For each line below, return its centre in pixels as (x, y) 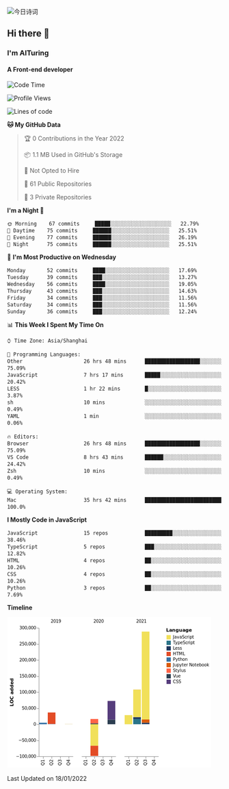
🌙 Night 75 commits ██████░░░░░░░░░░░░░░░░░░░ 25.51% (102, 244)
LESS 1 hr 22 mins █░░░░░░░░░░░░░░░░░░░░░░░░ (114, 389)
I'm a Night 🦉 (26, 210)
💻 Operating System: (38, 491)
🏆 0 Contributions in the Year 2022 (74, 138)
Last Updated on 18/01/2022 (47, 778)
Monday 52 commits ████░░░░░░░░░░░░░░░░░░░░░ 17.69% (102, 270)
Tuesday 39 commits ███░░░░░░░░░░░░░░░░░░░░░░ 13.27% (102, 277)
